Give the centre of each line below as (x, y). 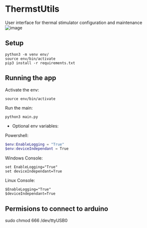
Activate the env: (22, 90)
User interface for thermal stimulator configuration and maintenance (74, 23)
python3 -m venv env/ (27, 54)
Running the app (31, 78)
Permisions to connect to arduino (57, 209)
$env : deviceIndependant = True (37, 149)
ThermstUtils (32, 9)
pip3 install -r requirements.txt (40, 63)
